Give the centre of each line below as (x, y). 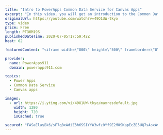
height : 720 (26, 112)
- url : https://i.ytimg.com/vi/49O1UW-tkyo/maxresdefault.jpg (73, 103)
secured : (14, 125)
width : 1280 (26, 107)
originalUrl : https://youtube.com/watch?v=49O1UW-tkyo (62, 18)
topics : (13, 76)
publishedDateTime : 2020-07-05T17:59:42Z (48, 37)
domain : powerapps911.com (36, 67)
